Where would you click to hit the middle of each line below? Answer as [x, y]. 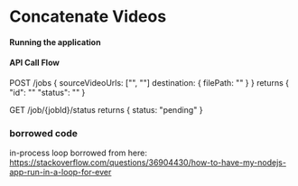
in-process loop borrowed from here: [78, 153]
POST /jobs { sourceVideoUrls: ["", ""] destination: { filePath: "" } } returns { [149, 82]
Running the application [55, 42]
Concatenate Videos [88, 17]
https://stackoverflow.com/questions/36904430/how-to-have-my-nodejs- [148, 163]
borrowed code [44, 133]
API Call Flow [35, 63]
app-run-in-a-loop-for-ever [61, 172]
